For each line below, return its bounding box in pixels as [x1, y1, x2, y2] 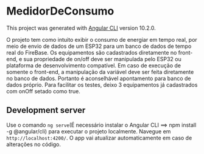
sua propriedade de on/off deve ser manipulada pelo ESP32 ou [23, 55, 181, 62]
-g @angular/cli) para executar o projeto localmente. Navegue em [6, 127, 171, 135]
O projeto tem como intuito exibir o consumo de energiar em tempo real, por [6, 36, 198, 43]
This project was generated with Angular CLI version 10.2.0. [6, 24, 157, 32]
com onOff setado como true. [6, 87, 80, 95]
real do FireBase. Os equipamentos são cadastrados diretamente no [6, 49, 177, 56]
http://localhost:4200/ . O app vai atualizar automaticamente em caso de [6, 134, 192, 141]
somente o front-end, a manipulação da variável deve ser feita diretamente [6, 68, 194, 75]
